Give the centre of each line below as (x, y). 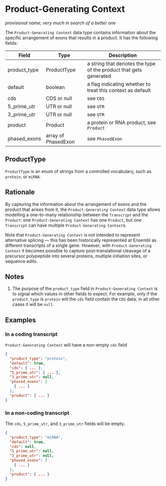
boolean (55, 87)
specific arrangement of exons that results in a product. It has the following (82, 38)
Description (123, 55)
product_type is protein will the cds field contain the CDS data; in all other (86, 299)
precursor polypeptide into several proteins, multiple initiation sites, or (76, 256)
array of (55, 135)
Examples (21, 320)
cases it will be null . (33, 304)
